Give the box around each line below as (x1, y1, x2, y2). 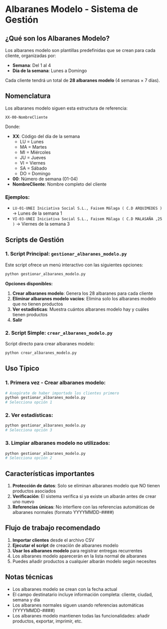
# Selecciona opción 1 (5, 400, 52, 405)
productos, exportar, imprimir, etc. (12, 618, 83, 624)
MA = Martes (19, 144, 47, 150)
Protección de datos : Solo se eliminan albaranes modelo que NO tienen (12, 483, 161, 489)
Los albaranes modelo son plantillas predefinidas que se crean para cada (5, 48, 156, 53)
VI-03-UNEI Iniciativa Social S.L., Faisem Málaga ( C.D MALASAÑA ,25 (12, 217, 163, 222)
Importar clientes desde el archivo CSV (12, 537, 95, 543)
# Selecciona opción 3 (5, 428, 52, 433)
